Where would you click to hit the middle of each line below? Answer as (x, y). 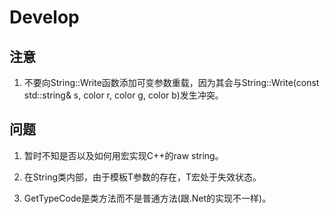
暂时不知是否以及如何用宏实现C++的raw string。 (123, 155)
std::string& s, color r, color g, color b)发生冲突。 (123, 95)
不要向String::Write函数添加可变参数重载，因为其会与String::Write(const (171, 82)
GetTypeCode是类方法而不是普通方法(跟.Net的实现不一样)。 (147, 198)
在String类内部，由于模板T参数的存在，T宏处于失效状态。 (142, 177)
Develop (44, 17)
